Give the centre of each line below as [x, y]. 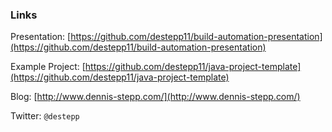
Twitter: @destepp [45, 116]
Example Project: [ [48, 67]
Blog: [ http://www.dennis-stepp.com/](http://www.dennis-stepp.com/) [155, 97]
